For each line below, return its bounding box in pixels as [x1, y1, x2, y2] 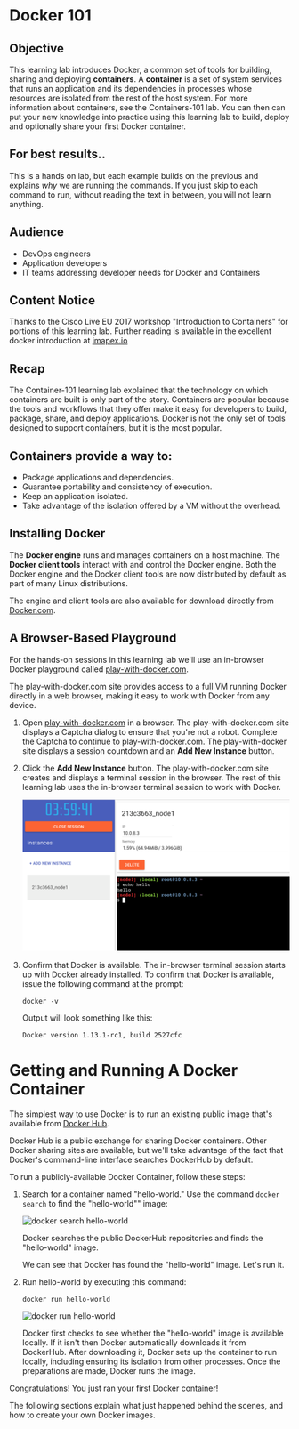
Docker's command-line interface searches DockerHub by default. [9, 1154, 254, 1165]
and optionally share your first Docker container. [9, 121, 187, 132]
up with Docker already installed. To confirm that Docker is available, [21, 969, 274, 980]
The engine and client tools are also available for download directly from [9, 595, 274, 606]
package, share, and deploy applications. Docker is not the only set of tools [9, 413, 287, 424]
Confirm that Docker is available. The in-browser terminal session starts [21, 959, 287, 970]
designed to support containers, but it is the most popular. [9, 423, 222, 433]
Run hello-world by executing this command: [21, 1276, 187, 1287]
